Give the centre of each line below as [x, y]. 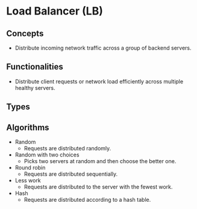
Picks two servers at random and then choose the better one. [100, 161]
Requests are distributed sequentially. [71, 174]
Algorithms [28, 127]
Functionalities [35, 67]
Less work [28, 181]
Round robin [30, 168]
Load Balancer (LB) [55, 11]
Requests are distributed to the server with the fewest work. [98, 187]
